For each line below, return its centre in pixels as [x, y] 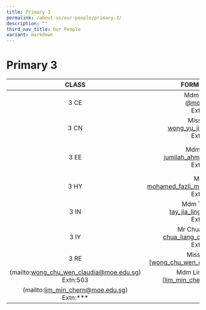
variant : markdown [30, 35]
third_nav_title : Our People [44, 29]
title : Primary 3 [29, 12]
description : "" [27, 23]
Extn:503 [75, 280]
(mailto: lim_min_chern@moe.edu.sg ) [75, 290]
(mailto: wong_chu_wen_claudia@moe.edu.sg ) [75, 273]
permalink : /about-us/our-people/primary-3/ [64, 18]
